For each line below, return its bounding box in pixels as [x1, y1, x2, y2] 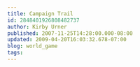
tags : [7, 50, 23, 57]
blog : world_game [7, 43, 58, 50]
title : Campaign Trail [7, 10, 73, 17]
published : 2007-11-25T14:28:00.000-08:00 [7, 29, 133, 37]
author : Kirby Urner [7, 23, 68, 30]
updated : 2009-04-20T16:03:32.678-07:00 [7, 36, 127, 43]
